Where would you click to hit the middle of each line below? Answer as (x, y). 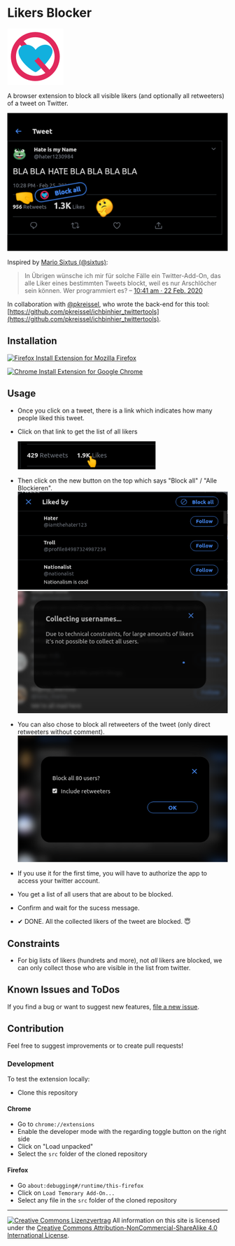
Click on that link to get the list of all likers (77, 431)
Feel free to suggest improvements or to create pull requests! (95, 1046)
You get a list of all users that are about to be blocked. (95, 894)
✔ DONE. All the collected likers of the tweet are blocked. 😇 (104, 922)
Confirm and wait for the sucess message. (78, 908)
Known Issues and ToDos (64, 990)
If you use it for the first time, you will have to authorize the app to (112, 873)
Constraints (34, 943)
